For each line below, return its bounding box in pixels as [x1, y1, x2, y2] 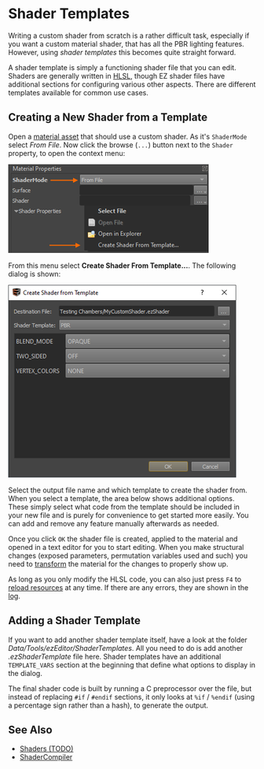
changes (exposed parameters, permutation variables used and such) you [8, 551, 248, 560]
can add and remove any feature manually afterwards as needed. [8, 518, 219, 528]
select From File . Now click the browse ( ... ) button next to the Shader [8, 139, 233, 150]
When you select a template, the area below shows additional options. [8, 493, 235, 503]
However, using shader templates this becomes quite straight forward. [8, 47, 236, 57]
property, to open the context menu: [8, 148, 126, 158]
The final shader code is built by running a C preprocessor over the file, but [8, 683, 252, 693]
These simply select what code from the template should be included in [8, 502, 240, 511]
